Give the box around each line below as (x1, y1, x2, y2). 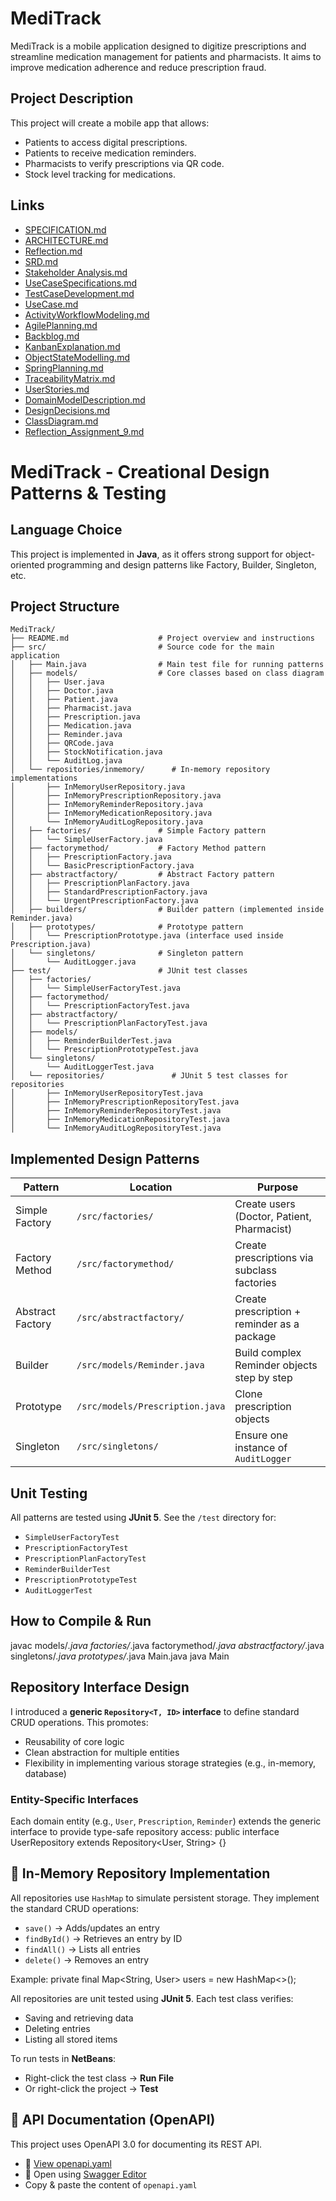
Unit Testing (10, 1485, 88, 1502)
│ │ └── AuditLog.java (10, 756, 123, 766)
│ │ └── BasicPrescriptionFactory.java (10, 861, 195, 871)
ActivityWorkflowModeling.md (24, 308, 150, 321)
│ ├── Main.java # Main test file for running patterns (10, 660, 325, 670)
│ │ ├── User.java (10, 677, 105, 687)
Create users (234, 1197, 296, 1211)
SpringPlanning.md (24, 362, 104, 374)
